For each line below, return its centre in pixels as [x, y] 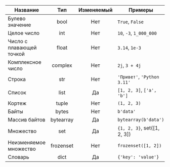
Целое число [24, 33]
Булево [17, 18]
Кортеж [17, 103]
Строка [17, 79]
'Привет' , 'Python [138, 77]
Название [27, 10]
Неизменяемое [27, 142]
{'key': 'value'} [138, 157]
